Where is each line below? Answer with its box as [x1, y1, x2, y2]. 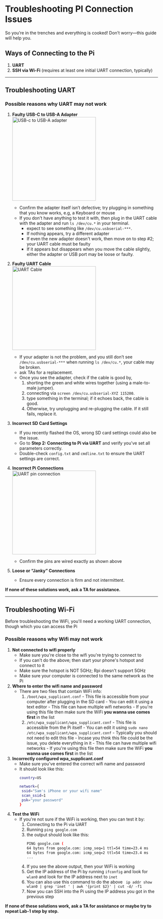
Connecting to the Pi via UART [26, 821, 87, 827]
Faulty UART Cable [12, 261, 51, 267]
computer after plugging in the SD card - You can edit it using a [26, 698, 153, 705]
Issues [5, 14, 33, 25]
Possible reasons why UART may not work [5, 101, 107, 108]
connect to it [19, 662, 45, 668]
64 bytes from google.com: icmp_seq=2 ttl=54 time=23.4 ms [26, 850, 149, 855]
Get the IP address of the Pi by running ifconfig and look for [26, 869, 148, 875]
